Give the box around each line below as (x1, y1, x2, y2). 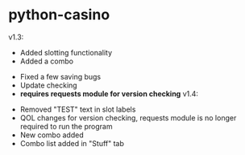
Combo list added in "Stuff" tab (19, 138, 125, 148)
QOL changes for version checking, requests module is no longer (19, 112, 237, 122)
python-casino (8, 6, 110, 24)
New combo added (19, 130, 84, 140)
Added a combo (19, 56, 74, 66)
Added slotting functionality (19, 47, 113, 57)
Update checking (19, 80, 78, 90)
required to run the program (19, 121, 113, 131)
